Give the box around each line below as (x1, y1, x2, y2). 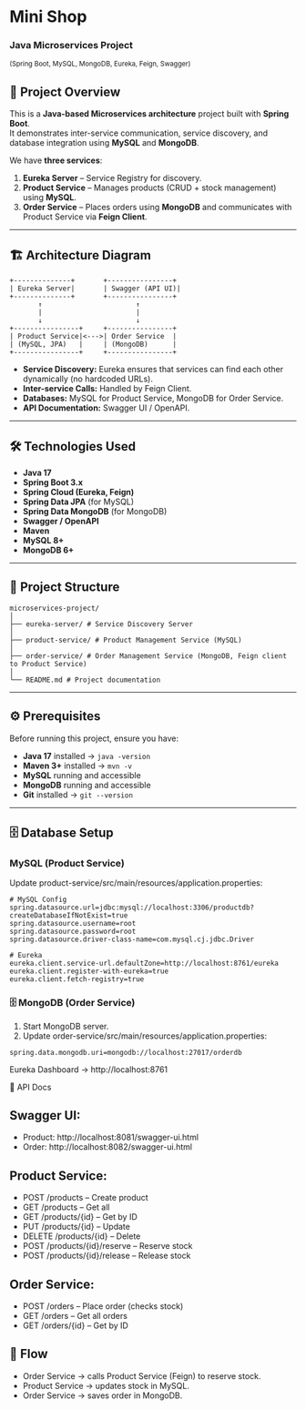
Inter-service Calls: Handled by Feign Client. (22, 383, 192, 394)
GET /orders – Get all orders (22, 1310, 127, 1321)
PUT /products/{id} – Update (22, 1222, 130, 1232)
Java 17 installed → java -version (22, 750, 151, 761)
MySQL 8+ (22, 534, 65, 545)
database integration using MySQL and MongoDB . (9, 137, 199, 148)
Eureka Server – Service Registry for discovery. (22, 173, 202, 184)
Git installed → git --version (22, 789, 134, 800)
